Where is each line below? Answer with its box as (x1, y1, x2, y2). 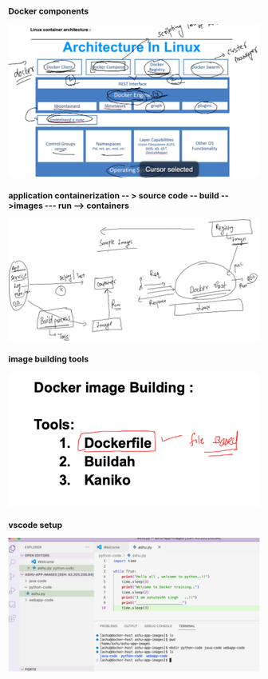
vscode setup (8, 519, 62, 530)
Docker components (8, 6, 89, 17)
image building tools (8, 353, 89, 365)
